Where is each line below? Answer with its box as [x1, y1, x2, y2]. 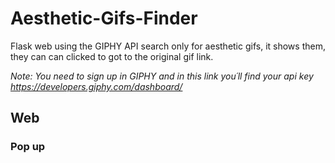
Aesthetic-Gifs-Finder [10, 7, 198, 30]
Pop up [10, 140, 46, 154]
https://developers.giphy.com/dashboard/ [10, 80, 183, 92]
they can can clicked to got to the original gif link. [10, 50, 214, 62]
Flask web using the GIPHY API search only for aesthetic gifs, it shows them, [10, 40, 326, 52]
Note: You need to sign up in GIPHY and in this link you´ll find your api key [10, 70, 314, 82]
